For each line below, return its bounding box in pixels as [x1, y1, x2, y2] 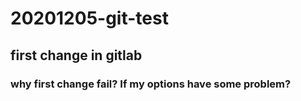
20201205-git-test [10, 7, 169, 30]
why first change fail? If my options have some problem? [10, 77, 292, 91]
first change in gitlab [10, 47, 143, 64]
